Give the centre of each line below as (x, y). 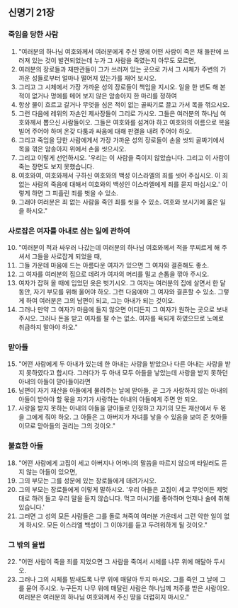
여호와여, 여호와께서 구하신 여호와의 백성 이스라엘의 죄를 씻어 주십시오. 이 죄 (123, 175)
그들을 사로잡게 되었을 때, (67, 256)
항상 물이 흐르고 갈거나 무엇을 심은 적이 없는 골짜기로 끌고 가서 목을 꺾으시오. (124, 104)
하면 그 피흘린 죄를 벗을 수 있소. (75, 193)
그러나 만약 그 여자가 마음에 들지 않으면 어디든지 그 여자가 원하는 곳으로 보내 (123, 309)
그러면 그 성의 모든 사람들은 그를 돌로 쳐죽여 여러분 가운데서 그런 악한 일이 (120, 516)
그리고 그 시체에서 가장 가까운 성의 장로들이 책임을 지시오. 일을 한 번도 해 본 (122, 86)
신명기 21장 (32, 13)
